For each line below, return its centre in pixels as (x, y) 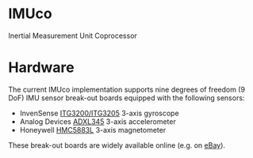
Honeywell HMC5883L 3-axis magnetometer (93, 130)
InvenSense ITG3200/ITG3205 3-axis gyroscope (100, 113)
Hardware (41, 68)
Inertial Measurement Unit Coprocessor (73, 36)
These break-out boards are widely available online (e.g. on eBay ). (117, 145)
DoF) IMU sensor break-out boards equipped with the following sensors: (126, 98)
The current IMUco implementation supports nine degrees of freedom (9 (127, 89)
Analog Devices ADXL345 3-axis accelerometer (98, 121)
